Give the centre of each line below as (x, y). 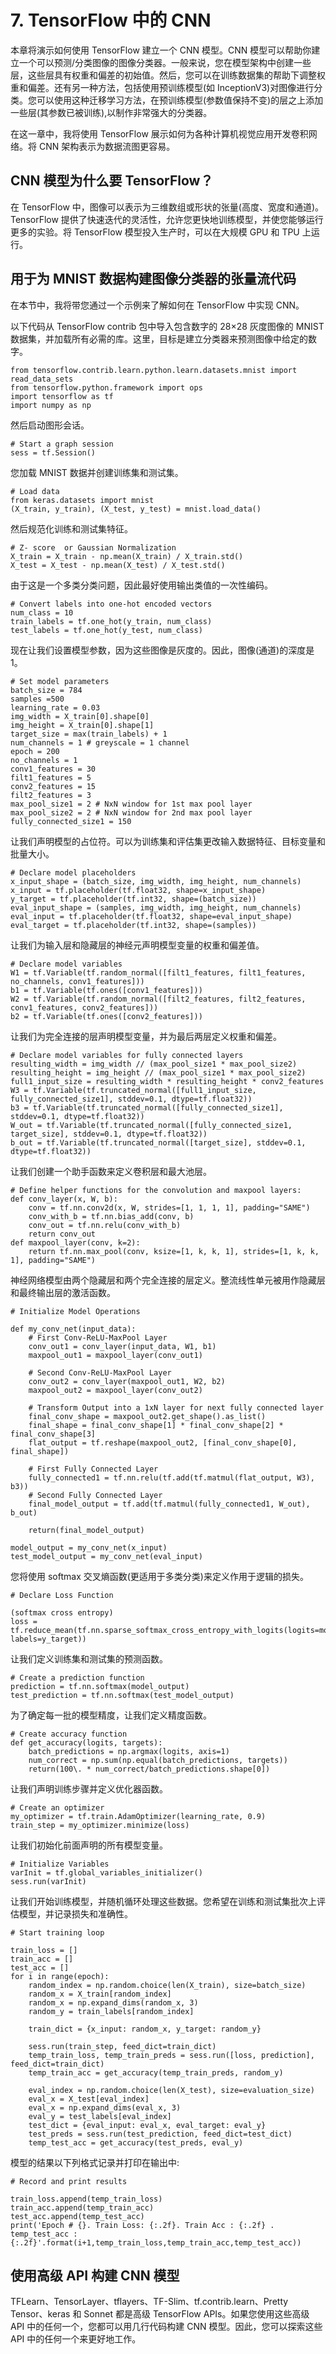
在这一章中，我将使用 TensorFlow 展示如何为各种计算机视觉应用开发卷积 (159, 133)
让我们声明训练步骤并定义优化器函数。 (89, 1788)
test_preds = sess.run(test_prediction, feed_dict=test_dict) (160, 2134)
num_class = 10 (42, 612)
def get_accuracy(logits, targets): (86, 1742)
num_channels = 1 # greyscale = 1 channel (100, 742)
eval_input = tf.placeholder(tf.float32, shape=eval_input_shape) (151, 916)
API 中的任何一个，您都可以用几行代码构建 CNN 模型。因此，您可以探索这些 (166, 2327)
